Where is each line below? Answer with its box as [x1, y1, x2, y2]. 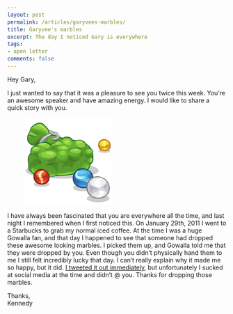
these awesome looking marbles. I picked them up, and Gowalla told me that [7, 241, 226, 249]
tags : [7, 40, 23, 48]
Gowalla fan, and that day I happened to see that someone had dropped [7, 233, 214, 242]
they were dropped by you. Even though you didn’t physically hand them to [7, 248, 223, 257]
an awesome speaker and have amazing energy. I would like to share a [7, 96, 210, 104]
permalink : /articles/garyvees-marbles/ [7, 18, 127, 26]
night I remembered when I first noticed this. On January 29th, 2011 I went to [7, 219, 227, 227]
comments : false [7, 56, 54, 63]
